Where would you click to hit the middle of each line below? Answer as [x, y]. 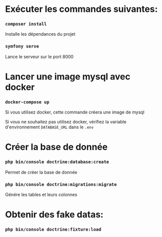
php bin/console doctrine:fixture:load [53, 230]
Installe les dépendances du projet [40, 34]
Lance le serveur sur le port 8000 [39, 57]
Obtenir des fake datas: [54, 215]
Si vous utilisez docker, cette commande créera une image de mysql [75, 112]
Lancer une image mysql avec [68, 77]
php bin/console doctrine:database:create [57, 162]
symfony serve [22, 46]
